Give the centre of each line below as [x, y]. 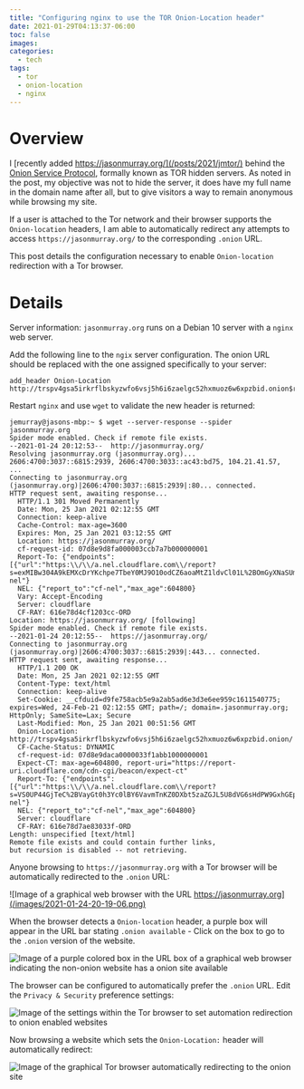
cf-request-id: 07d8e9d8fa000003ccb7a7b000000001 [113, 549]
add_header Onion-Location [60, 381]
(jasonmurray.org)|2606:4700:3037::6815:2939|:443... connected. [135, 652]
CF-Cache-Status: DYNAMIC [66, 747]
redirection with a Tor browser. [66, 266]
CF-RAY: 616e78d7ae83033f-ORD [74, 827]
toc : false [30, 34]
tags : [19, 69]
